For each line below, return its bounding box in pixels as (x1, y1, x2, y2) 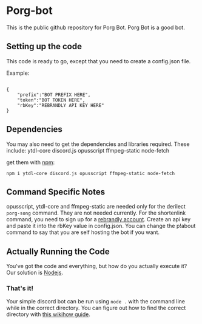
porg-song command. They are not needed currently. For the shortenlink (6, 209, 186, 216)
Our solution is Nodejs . (6, 269, 64, 277)
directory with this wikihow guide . (6, 311, 91, 318)
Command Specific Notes (6, 187, 105, 197)
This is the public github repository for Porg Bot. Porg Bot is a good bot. (6, 24, 185, 31)
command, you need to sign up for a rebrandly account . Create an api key (6, 216, 191, 223)
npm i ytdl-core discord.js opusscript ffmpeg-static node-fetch (6, 170, 175, 176)
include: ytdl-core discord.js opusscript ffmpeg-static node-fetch (6, 146, 170, 154)
